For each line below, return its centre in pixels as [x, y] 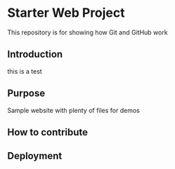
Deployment [35, 156]
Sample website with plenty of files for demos [74, 110]
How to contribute [48, 132]
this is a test [25, 71]
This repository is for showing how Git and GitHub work [87, 32]
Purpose [26, 94]
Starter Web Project [66, 13]
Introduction [35, 54]
